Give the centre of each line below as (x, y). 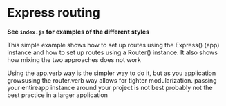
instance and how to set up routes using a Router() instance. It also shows (112, 52)
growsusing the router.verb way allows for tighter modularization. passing (112, 80)
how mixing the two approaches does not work (74, 59)
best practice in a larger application (58, 95)
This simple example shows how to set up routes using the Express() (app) (113, 45)
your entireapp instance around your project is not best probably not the (110, 87)
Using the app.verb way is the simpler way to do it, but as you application (112, 73)
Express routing (54, 13)
